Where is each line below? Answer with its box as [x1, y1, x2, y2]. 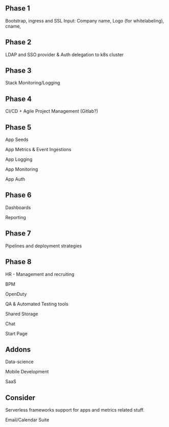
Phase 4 [5, 94, 32, 103]
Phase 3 [5, 66, 32, 75]
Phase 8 [5, 257, 32, 266]
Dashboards [5, 204, 31, 210]
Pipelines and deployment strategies [5, 243, 82, 249]
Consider [5, 393, 36, 402]
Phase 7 [5, 229, 32, 238]
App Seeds [5, 136, 29, 143]
